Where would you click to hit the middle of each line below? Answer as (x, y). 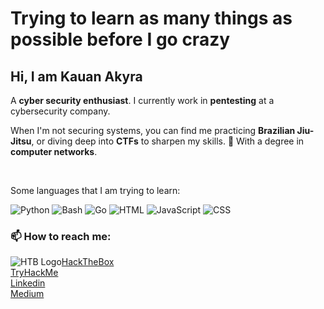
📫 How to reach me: (61, 236)
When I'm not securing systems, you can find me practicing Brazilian (153, 130)
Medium (27, 294)
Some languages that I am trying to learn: (95, 190)
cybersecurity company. (60, 111)
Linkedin (28, 283)
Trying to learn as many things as (151, 18)
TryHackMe (34, 273)
